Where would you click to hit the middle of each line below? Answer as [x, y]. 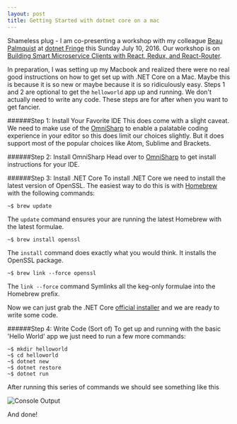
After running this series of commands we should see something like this [113, 387]
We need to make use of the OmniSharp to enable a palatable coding [108, 128]
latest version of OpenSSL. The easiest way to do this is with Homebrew [112, 185]
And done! [22, 414]
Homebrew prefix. [34, 293]
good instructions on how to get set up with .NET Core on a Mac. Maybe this [119, 77]
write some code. [33, 314]
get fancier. [24, 107]
